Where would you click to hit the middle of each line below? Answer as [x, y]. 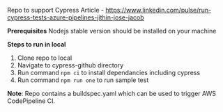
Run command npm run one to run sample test [83, 80]
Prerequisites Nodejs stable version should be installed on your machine [112, 31]
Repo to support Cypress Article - [56, 10]
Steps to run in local [37, 44]
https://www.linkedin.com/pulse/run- [158, 10]
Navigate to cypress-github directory [70, 65]
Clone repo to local [45, 58]
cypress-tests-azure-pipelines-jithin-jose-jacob [76, 17]
